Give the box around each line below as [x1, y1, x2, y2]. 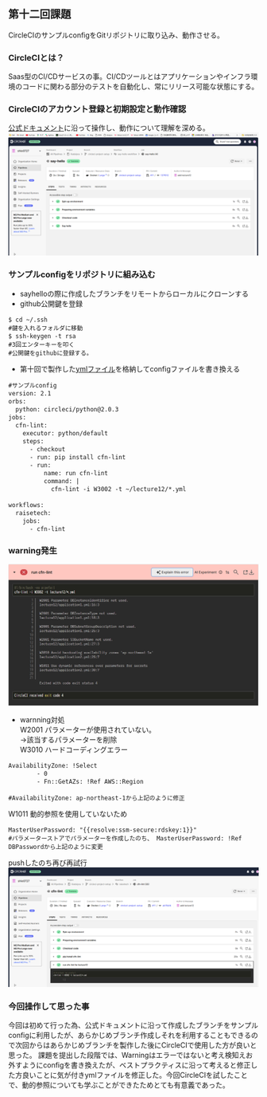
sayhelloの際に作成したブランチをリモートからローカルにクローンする [19, 289, 249, 298]
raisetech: [15, 509, 52, 517]
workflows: [8, 501, 44, 509]
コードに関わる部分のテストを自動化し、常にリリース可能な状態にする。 [21, 82, 259, 92]
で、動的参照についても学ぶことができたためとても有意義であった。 [8, 1080, 230, 1090]
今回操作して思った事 [8, 1001, 90, 1012]
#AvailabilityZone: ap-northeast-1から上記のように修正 [8, 794, 185, 803]
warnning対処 [19, 715, 65, 725]
